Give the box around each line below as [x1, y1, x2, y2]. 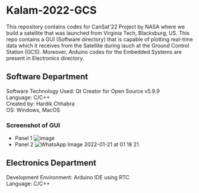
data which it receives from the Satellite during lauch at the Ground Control [6, 42, 189, 49]
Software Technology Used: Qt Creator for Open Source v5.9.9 [6, 87, 160, 95]
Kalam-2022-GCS [6, 4, 97, 17]
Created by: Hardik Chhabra [6, 100, 75, 107]
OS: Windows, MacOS [6, 106, 61, 113]
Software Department [6, 72, 89, 82]
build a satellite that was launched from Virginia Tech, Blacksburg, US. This [6, 29, 190, 36]
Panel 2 [14, 141, 34, 148]
